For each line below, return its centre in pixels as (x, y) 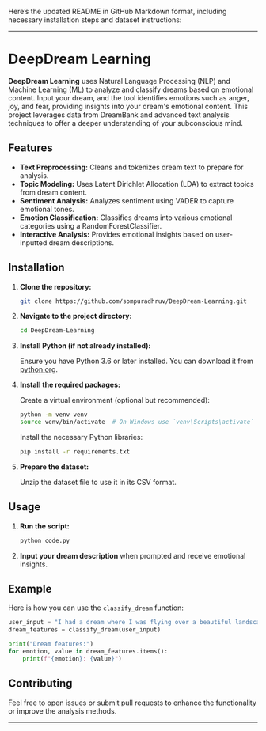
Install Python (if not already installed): (85, 346)
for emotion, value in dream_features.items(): (88, 652)
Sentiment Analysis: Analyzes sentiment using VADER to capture (127, 200)
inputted (33, 242)
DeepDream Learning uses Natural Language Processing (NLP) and (120, 81)
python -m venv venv (53, 415)
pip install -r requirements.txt (75, 452)
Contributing (40, 684)
